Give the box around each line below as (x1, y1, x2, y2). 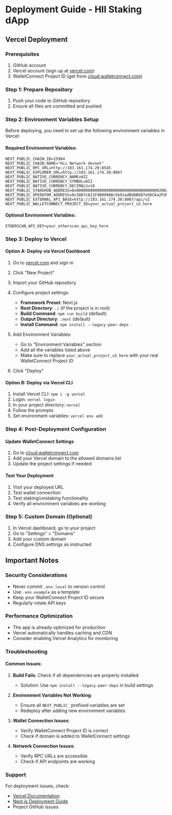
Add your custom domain (12, 536, 67, 542)
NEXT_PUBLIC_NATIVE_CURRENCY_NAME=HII (5, 174, 88, 180)
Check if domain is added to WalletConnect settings (20, 733, 130, 739)
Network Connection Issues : (12, 742, 75, 749)
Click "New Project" (12, 270, 55, 276)
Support (5, 771, 27, 778)
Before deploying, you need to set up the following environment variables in (5, 128, 165, 134)
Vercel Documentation (12, 793, 60, 799)
